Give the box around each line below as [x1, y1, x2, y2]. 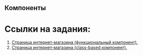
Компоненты [4, 4, 47, 12]
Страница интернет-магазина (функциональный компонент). [11, 39, 138, 45]
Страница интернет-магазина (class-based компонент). [11, 45, 127, 51]
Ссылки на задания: [4, 23, 91, 35]
